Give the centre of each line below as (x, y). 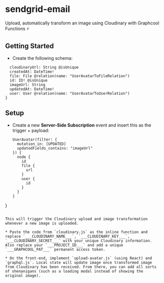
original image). (23, 276)
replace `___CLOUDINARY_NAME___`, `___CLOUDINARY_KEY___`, (68, 236)
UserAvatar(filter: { (35, 140)
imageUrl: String (28, 85)
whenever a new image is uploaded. (42, 223)
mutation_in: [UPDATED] (41, 144)
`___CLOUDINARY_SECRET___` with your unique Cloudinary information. (79, 241)
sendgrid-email (38, 9)
